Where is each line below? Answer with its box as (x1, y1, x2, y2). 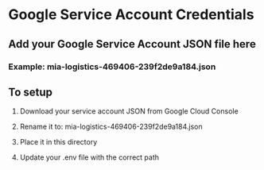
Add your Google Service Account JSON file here (8, 37, 256, 51)
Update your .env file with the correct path (19, 153, 159, 162)
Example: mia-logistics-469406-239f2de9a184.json (8, 61, 216, 72)
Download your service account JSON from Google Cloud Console (19, 106, 239, 116)
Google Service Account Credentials (8, 6, 254, 24)
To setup (8, 85, 53, 99)
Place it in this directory (19, 137, 98, 147)
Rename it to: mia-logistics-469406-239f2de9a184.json (19, 122, 203, 132)
